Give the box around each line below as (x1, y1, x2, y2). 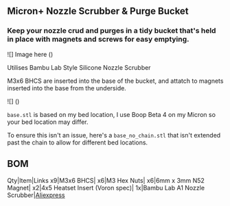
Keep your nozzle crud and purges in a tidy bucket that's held (7, 26, 216, 36)
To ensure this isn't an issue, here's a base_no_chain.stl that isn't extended (7, 131, 221, 139)
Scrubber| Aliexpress (7, 191, 65, 199)
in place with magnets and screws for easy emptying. (7, 34, 190, 44)
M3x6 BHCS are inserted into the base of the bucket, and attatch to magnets (7, 77, 224, 85)
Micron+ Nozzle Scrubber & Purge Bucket (7, 5, 189, 17)
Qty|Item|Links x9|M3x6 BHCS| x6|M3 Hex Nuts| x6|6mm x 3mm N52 (7, 176, 205, 184)
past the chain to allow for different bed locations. (7, 138, 148, 146)
